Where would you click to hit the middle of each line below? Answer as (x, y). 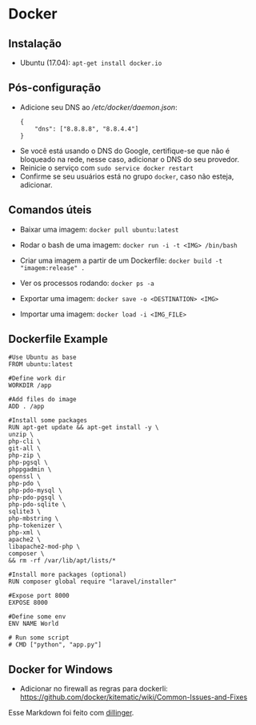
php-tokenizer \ (35, 526)
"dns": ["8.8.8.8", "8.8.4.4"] (87, 129)
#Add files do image (43, 400)
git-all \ (25, 449)
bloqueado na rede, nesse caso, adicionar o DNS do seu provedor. (130, 159)
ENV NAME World (34, 624)
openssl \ (25, 477)
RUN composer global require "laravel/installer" (93, 582)
